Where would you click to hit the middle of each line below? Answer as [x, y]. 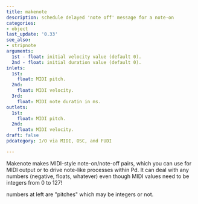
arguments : [20, 51]
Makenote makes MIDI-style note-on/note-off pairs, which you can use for [99, 163]
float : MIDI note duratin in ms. [59, 101]
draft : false [23, 135]
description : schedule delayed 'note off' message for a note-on [90, 18]
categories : [21, 23]
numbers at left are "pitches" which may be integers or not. [80, 194]
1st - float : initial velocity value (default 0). [77, 57]
